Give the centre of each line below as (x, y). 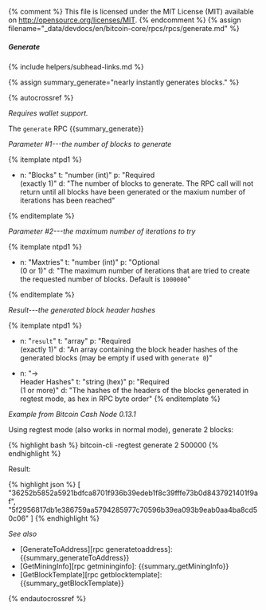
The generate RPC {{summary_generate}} (76, 128)
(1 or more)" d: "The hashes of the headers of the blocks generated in (134, 390)
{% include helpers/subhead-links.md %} (76, 66)
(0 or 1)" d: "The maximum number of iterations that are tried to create (135, 270)
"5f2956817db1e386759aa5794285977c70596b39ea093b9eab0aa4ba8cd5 (133, 510)
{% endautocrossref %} (47, 598)
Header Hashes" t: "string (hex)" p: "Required (94, 381)
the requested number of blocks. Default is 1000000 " (105, 279)
